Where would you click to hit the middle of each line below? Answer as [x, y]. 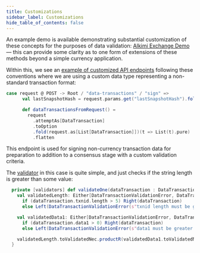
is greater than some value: [40, 179]
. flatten [43, 137]
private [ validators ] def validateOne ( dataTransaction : [84, 190]
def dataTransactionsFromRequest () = [69, 110]
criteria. [16, 162]
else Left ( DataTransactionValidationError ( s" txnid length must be [106, 207]
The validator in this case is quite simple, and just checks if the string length [99, 173]
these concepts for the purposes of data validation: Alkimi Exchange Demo [98, 46]
